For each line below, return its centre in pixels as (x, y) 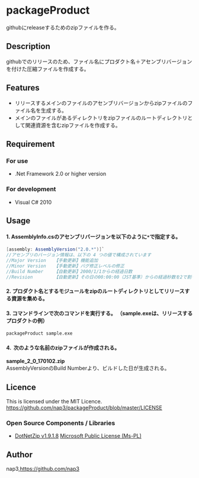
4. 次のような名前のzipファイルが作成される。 (63, 348)
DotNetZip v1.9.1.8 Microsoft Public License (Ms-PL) (78, 436)
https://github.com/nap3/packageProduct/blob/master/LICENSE (84, 408)
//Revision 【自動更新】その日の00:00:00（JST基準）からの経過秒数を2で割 (99, 277)
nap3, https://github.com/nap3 (43, 469)
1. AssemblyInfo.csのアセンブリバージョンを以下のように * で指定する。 (94, 236)
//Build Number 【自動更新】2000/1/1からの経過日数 (69, 271)
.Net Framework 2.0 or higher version (60, 174)
